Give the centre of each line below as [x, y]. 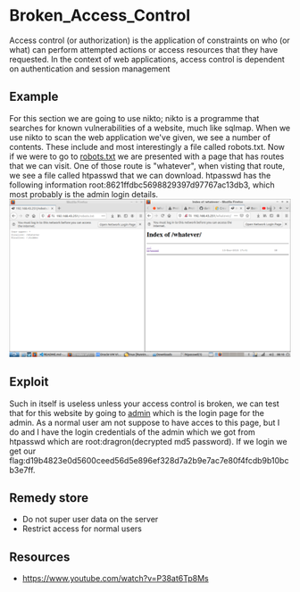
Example [34, 97]
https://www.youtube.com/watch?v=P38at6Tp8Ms [115, 579]
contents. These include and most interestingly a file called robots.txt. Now [147, 146]
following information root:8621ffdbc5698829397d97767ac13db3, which [142, 185]
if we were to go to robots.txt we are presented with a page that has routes [147, 156]
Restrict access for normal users [82, 529]
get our [23, 451]
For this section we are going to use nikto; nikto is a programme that [134, 118]
